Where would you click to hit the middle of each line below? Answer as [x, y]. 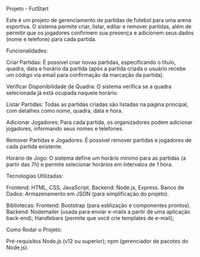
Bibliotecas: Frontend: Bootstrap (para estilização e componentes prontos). [99, 205]
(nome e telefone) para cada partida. [51, 39]
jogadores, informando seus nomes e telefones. [65, 128]
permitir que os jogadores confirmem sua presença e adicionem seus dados [100, 33]
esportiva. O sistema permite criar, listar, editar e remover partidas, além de [99, 27]
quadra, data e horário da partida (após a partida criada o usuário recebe [96, 69]
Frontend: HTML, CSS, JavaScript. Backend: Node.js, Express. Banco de [95, 188]
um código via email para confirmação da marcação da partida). [85, 75]
